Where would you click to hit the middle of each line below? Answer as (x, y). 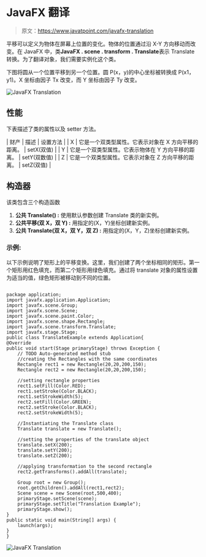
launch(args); (35, 525)
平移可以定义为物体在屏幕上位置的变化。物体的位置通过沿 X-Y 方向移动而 (98, 44)
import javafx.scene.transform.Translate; (61, 327)
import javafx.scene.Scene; (42, 310)
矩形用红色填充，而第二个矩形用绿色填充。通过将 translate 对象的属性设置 (105, 270)
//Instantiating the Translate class (66, 423)
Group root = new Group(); (52, 482)
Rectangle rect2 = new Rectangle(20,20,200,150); (82, 370)
